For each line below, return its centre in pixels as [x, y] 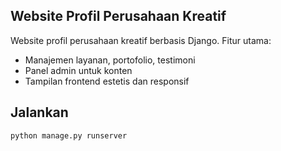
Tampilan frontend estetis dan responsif [107, 81]
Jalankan [39, 112]
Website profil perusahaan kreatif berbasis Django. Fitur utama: [141, 40]
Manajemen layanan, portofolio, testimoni [110, 60]
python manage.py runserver [69, 135]
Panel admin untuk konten [78, 70]
